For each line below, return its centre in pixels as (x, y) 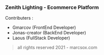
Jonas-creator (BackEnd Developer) (49, 33)
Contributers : (19, 18)
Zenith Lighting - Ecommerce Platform (52, 7)
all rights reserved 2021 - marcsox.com (57, 48)
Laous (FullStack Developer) (41, 38)
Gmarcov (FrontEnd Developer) (44, 27)
